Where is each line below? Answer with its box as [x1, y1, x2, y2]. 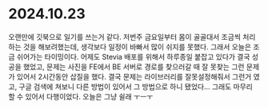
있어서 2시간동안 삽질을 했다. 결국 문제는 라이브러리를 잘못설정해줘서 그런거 [16, 72, 252, 81]
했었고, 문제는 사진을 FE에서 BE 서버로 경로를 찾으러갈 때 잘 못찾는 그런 [22, 61, 245, 72]
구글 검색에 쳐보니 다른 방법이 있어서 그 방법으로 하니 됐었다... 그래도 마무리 [18, 81, 254, 91]
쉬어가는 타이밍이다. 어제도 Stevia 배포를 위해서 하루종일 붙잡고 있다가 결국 [16, 52, 250, 61]
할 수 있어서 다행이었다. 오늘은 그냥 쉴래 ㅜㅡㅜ [8, 91, 154, 101]
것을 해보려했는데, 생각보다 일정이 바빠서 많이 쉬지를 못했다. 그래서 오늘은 [22, 41, 252, 52]
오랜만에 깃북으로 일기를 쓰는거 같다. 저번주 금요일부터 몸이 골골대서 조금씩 [8, 32, 242, 41]
